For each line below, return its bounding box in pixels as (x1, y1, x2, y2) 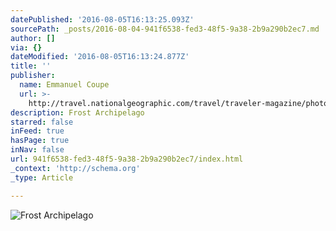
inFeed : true (10, 126, 65, 136)
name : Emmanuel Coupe (19, 80, 110, 90)
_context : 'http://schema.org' (10, 163, 141, 173)
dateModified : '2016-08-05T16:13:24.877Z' (10, 52, 190, 62)
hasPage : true (10, 136, 70, 146)
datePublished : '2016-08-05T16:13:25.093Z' (10, 14, 195, 25)
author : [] (10, 33, 56, 43)
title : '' (10, 61, 52, 71)
